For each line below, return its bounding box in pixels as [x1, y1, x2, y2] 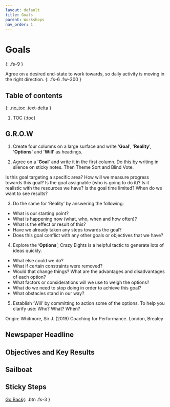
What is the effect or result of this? [12, 221, 86, 227]
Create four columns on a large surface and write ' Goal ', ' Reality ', [12, 143, 152, 149]
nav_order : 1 [5, 22, 33, 27]
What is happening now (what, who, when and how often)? [12, 216, 137, 222]
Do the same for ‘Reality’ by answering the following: [12, 200, 124, 206]
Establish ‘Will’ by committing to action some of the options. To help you [12, 300, 165, 306]
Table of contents [5, 91, 62, 100]
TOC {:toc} [12, 115, 36, 121]
